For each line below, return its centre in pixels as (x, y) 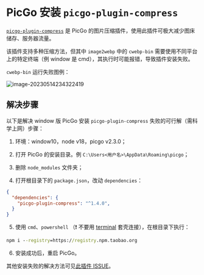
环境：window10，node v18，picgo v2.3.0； (71, 141)
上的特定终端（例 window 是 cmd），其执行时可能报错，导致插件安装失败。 (100, 59)
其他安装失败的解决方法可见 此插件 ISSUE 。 (60, 266)
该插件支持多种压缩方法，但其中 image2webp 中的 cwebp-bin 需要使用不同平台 (102, 51)
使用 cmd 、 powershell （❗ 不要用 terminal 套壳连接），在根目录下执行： (102, 227)
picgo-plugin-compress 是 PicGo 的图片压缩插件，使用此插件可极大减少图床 (101, 31)
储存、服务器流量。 (30, 38)
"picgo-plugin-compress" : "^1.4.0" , (64, 203)
